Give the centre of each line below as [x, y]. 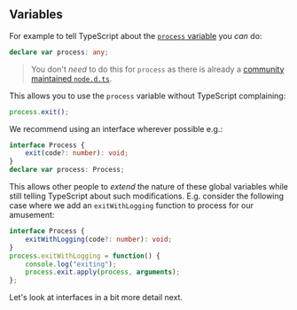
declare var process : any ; [59, 52]
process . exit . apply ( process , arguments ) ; [102, 272]
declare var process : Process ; [67, 170]
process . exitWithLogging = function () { [85, 256]
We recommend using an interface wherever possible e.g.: [116, 128]
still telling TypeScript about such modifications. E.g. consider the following [147, 196]
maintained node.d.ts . [71, 78]
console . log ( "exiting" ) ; [71, 264]
